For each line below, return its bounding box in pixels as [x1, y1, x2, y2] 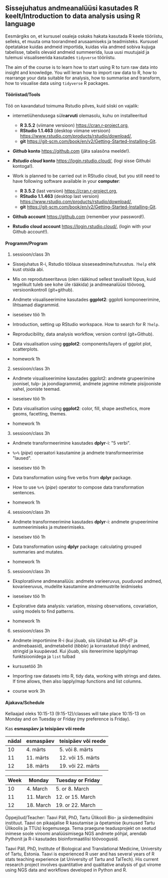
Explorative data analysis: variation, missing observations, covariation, [12, 603, 158, 609]
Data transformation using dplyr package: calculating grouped [12, 543, 142, 550]
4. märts [26, 746, 46, 753]
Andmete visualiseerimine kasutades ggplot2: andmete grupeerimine [12, 375, 155, 381]
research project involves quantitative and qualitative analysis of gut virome [5, 861, 161, 868]
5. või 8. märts [59, 746, 93, 753]
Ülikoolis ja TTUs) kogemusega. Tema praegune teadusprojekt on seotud [5, 825, 156, 831]
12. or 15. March [56, 794, 96, 801]
